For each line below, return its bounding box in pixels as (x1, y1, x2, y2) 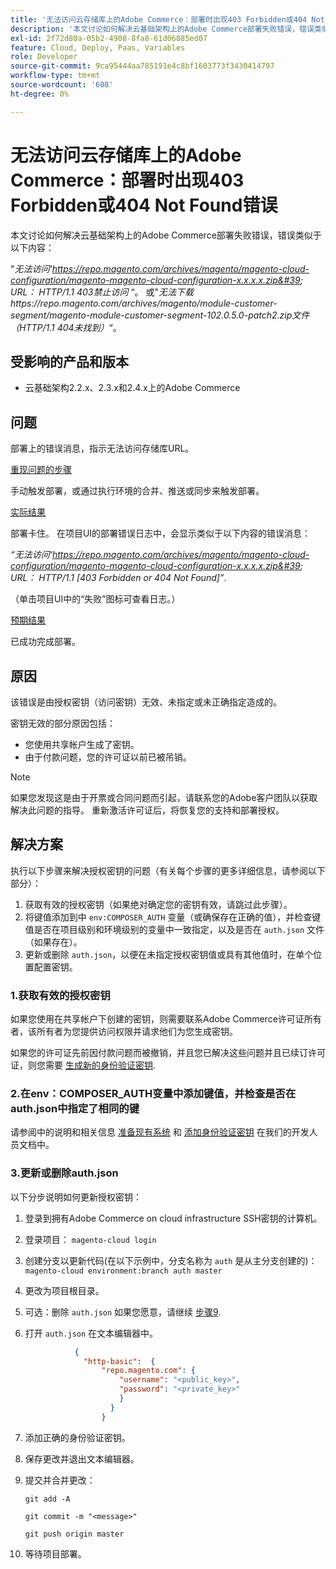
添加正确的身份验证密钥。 (24, 1431, 131, 1443)
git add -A (24, 1494, 71, 1504)
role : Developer (10, 52, 78, 62)
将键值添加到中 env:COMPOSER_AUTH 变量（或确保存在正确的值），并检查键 (24, 911, 322, 923)
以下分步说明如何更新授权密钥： (10, 1191, 142, 1203)
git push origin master (24, 1529, 125, 1539)
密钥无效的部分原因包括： (10, 717, 116, 729)
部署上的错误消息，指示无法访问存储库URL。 (10, 442, 195, 455)
